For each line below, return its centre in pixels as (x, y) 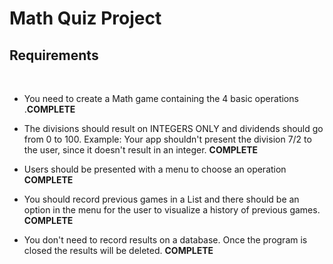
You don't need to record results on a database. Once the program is (165, 240)
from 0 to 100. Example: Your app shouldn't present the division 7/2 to (167, 139)
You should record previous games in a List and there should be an (161, 199)
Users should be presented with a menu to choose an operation (155, 169)
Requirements (54, 55)
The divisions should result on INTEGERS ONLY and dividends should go (173, 128)
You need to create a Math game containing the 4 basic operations (161, 98)
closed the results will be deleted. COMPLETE (118, 250)
